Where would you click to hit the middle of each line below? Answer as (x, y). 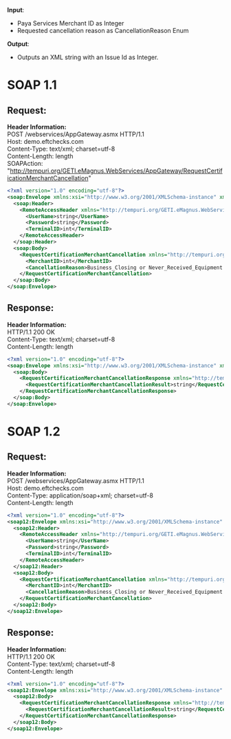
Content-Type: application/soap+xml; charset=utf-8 (80, 495)
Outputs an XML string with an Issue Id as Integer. (88, 57)
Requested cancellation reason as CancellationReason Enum (103, 31)
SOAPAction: (25, 163)
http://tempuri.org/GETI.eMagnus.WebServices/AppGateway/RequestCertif (116, 171)
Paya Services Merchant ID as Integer (70, 23)
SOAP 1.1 (32, 85)
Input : (16, 10)
